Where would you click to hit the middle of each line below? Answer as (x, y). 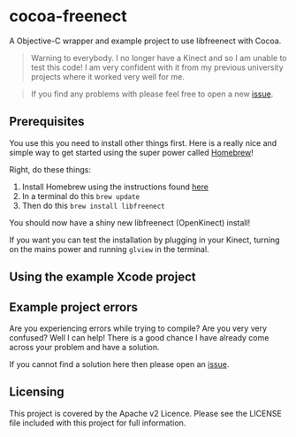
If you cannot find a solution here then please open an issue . (119, 364)
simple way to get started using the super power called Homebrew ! (131, 152)
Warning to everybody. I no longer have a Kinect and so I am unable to (159, 57)
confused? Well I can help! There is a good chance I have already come (139, 337)
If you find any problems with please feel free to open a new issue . (152, 94)
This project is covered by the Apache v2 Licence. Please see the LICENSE (146, 413)
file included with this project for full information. (98, 423)
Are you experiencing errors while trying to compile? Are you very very (138, 328)
